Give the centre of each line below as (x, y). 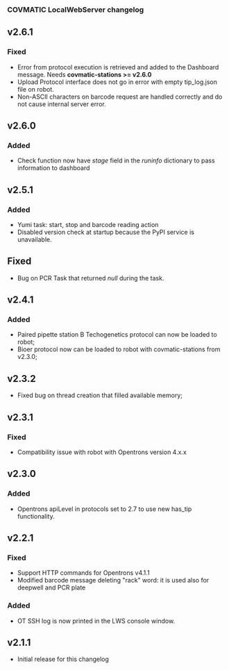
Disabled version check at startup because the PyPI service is (105, 232)
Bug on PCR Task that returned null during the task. (91, 278)
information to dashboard (53, 168)
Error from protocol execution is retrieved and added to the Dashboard (118, 67)
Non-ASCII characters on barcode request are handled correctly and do (120, 97)
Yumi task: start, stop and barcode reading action (88, 224)
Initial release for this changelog (63, 659)
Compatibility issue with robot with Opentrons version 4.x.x (102, 452)
